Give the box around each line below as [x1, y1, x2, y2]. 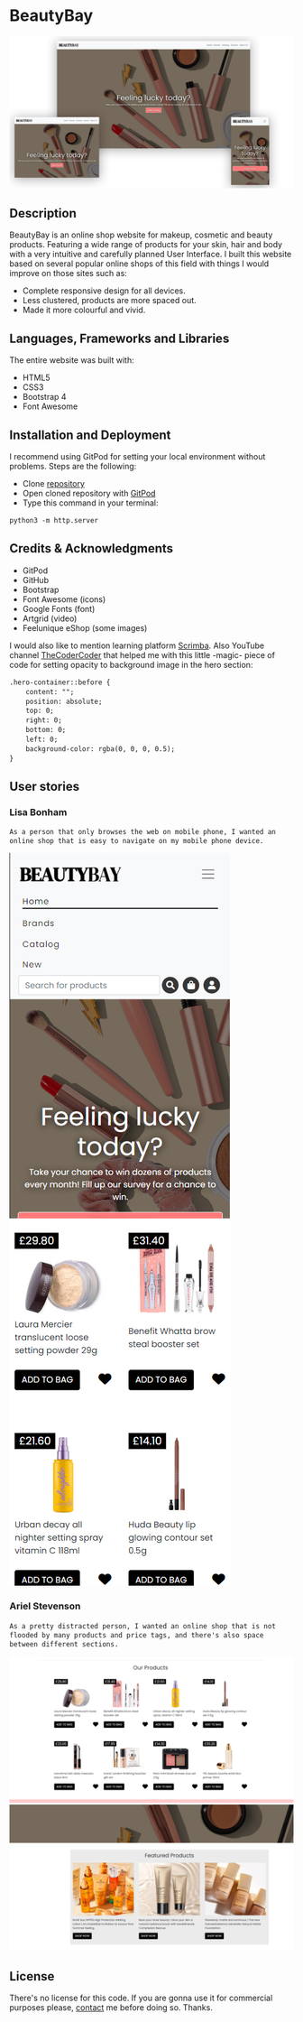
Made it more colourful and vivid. [22, 304, 146, 316]
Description [9, 206, 77, 221]
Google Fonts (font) [22, 603, 96, 614]
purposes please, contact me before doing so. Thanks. [9, 2002, 214, 2013]
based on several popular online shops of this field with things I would [9, 258, 270, 269]
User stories [9, 779, 79, 794]
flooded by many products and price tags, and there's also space [9, 1630, 264, 1639]
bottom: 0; [25, 726, 67, 735]
